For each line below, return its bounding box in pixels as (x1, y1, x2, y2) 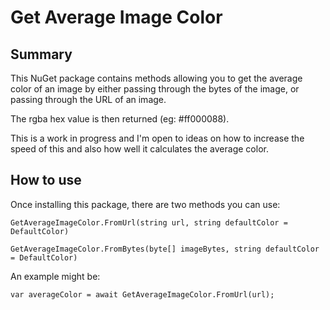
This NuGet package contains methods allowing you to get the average (10, 72, 303, 84)
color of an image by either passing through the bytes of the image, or (10, 83, 300, 95)
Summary (10, 46, 73, 63)
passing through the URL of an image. (10, 94, 167, 105)
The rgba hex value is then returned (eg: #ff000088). (10, 113, 230, 125)
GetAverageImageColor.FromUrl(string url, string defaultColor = (10, 217, 288, 228)
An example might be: (10, 270, 101, 282)
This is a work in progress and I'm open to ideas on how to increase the (10, 132, 305, 144)
